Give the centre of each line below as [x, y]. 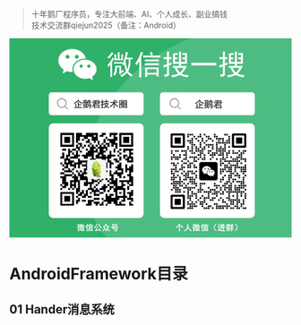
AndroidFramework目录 [99, 274]
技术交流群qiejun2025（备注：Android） [106, 25]
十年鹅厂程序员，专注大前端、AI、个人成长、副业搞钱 [129, 14]
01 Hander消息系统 [62, 309]
